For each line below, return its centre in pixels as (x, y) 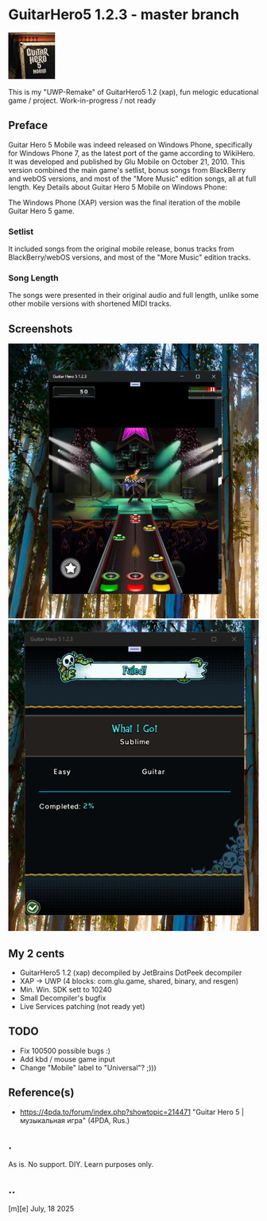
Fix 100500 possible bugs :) (65, 1051)
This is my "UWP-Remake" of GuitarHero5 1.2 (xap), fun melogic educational (133, 92)
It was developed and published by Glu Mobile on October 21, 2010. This (127, 162)
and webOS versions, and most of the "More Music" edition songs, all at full (132, 178)
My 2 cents (37, 953)
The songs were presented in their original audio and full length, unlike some (133, 295)
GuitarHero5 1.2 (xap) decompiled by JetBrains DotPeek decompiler (131, 972)
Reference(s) (41, 1093)
